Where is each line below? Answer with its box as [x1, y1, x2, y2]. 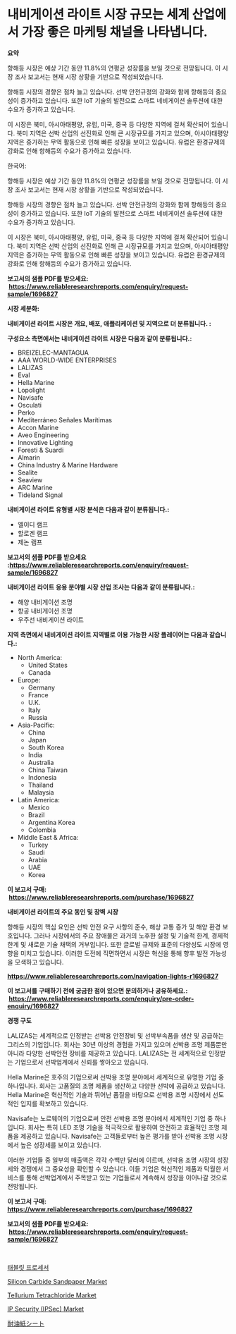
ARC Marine [17, 483, 53, 491]
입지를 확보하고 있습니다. [20, 1099, 89, 1108]
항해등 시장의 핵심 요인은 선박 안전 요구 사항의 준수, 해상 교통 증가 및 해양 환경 [7, 922, 221, 931]
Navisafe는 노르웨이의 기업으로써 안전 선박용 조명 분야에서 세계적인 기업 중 [7, 1114, 213, 1122]
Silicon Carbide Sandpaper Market [7, 1277, 108, 1285]
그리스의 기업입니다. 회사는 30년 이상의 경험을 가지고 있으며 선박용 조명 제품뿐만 [7, 1040, 228, 1048]
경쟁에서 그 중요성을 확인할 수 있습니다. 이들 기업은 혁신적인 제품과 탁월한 [20, 1164, 222, 1173]
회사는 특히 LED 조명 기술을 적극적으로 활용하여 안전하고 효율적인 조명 [27, 1122, 221, 1132]
